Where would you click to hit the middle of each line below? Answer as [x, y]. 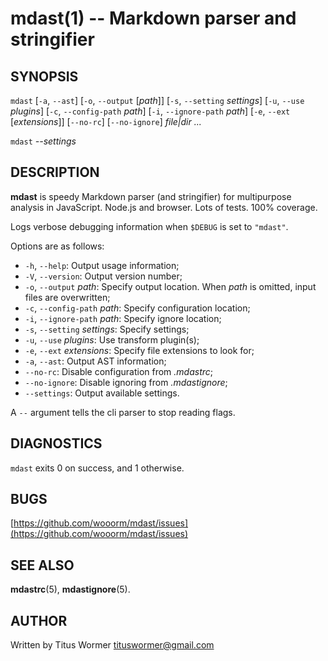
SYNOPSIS [44, 76]
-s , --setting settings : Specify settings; [107, 329]
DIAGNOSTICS [56, 443]
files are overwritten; [67, 297]
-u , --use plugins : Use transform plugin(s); [112, 339]
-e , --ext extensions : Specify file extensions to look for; [139, 350]
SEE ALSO [42, 565]
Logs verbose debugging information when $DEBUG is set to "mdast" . [149, 226]
